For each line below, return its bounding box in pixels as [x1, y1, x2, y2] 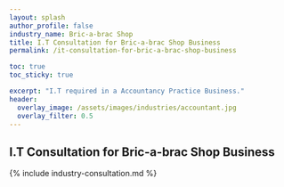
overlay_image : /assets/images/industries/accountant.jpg [17, 103, 238, 112]
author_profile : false [9, 21, 93, 30]
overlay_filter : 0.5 [17, 111, 93, 120]
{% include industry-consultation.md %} [9, 168, 158, 179]
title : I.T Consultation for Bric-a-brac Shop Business [9, 37, 221, 47]
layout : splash [9, 12, 66, 22]
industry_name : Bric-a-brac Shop [9, 29, 134, 38]
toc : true [9, 62, 46, 71]
